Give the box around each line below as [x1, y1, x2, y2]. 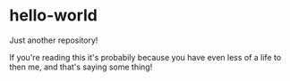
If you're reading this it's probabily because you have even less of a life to [9, 52, 282, 62]
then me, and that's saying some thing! [9, 61, 153, 72]
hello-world [9, 5, 98, 26]
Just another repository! [9, 35, 98, 45]
